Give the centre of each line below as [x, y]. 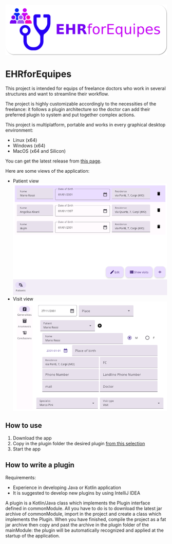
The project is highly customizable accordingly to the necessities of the [81, 104]
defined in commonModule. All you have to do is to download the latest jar [84, 508]
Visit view [23, 299]
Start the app [27, 449]
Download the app [32, 438]
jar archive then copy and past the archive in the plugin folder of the [77, 524]
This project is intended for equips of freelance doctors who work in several [85, 88]
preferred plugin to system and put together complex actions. [70, 115]
